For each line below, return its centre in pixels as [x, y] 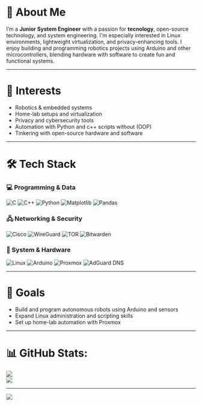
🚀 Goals [26, 293]
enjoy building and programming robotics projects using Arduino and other [99, 48]
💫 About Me [36, 12]
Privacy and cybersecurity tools [54, 120]
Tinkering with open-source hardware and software [79, 133]
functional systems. [31, 61]
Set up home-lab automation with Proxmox [68, 322]
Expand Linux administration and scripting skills [74, 316]
